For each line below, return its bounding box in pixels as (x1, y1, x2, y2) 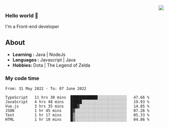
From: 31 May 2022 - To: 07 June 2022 (5, 86, 87, 91)
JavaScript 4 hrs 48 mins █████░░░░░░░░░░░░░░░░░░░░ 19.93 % (5, 99, 150, 105)
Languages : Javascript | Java (12, 57, 76, 63)
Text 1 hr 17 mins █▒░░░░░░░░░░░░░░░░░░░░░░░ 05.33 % (5, 113, 150, 118)
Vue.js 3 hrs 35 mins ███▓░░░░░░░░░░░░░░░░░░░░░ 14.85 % (5, 104, 150, 109)
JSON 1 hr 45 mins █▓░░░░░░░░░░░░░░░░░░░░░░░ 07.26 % (5, 108, 150, 113)
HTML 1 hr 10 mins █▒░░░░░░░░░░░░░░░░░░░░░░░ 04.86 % (5, 117, 150, 122)
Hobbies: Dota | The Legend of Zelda (12, 62, 91, 69)
